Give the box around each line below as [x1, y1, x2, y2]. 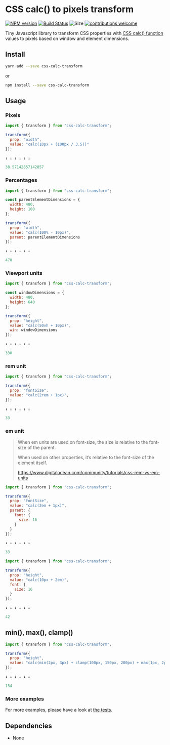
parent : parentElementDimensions [10, 234, 80, 240]
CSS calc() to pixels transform [5, 4, 134, 15]
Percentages [5, 177, 37, 184]
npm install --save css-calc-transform [5, 82, 90, 88]
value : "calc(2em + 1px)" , [10, 503, 67, 508]
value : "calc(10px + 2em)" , [10, 577, 69, 583]
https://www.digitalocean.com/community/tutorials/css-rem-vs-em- [17, 469, 160, 475]
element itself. [17, 460, 47, 466]
